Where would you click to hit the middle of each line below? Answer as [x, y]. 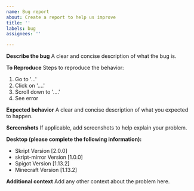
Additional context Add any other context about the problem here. [88, 181]
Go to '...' [26, 79]
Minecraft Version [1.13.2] [46, 170]
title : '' [19, 23]
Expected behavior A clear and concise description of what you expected [97, 110]
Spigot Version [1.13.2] [42, 164]
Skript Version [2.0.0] [41, 151]
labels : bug [21, 28]
